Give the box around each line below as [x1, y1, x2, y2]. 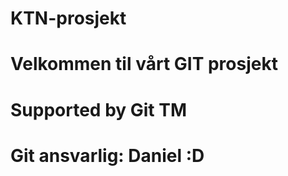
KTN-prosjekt [10, 7, 127, 30]
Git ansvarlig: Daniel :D [10, 144, 205, 167]
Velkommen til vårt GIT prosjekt [10, 53, 278, 76]
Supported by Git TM [10, 98, 188, 121]
